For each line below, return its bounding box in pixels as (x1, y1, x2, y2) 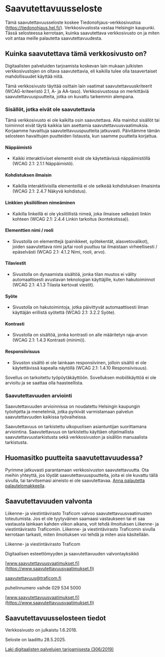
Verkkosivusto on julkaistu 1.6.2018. (5, 627, 78, 633)
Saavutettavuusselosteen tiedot (5, 614, 106, 622)
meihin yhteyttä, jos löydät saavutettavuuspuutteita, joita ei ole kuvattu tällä (5, 472, 158, 478)
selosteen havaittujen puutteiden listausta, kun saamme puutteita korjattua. (5, 133, 158, 139)
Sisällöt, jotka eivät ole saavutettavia (5, 106, 95, 113)
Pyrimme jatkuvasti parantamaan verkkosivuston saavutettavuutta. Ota (5, 467, 149, 473)
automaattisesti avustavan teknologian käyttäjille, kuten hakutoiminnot (12, 276, 155, 283)
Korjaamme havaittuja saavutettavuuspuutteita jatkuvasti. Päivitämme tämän (5, 128, 160, 134)
